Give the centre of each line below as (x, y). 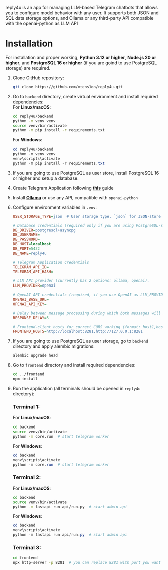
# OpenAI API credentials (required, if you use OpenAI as (75, 295)
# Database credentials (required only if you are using (73, 225)
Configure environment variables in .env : (54, 207)
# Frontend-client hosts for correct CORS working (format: (76, 327)
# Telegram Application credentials (51, 262)
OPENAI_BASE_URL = (31, 300)
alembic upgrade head (35, 356)
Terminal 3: (27, 547)
